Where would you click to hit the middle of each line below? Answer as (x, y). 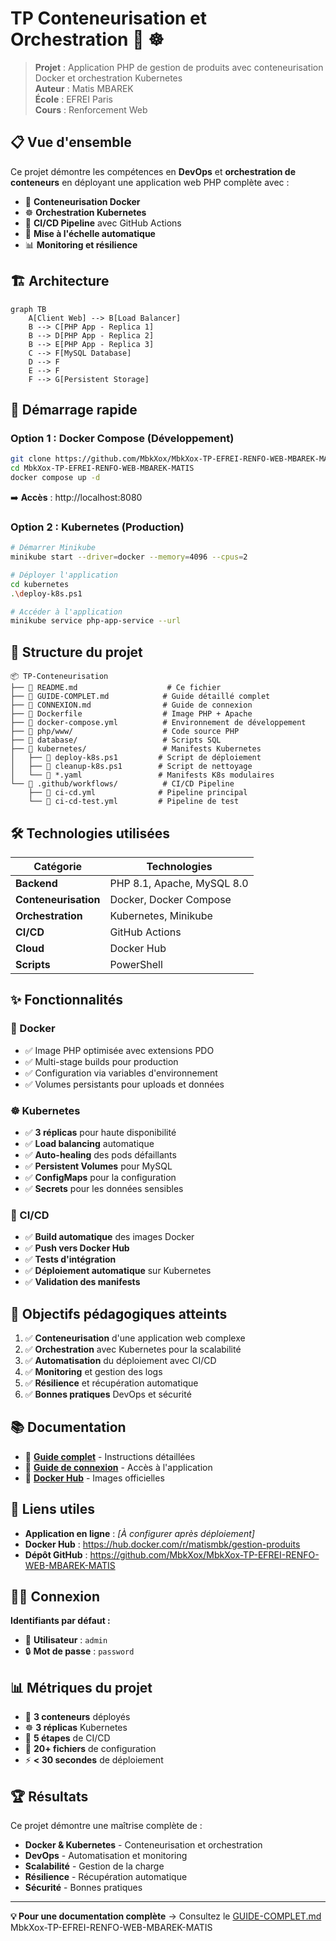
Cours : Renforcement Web (91, 109)
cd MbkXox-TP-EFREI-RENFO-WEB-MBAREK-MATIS (102, 468)
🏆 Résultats (49, 1796)
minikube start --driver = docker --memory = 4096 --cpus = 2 (129, 557)
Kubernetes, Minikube (161, 915)
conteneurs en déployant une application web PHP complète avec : (150, 182)
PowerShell (136, 964)
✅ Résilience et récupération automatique (111, 1383)
